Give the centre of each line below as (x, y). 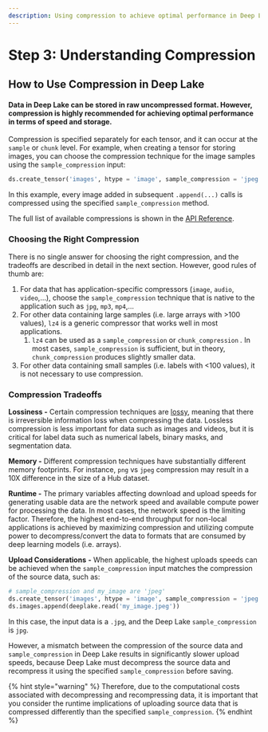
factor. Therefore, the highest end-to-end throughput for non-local (118, 518)
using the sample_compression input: (67, 165)
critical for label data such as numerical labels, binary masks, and (116, 437)
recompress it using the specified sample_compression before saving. (121, 671)
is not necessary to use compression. (81, 374)
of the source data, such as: (54, 577)
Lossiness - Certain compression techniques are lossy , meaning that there (131, 411)
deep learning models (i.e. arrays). (65, 544)
